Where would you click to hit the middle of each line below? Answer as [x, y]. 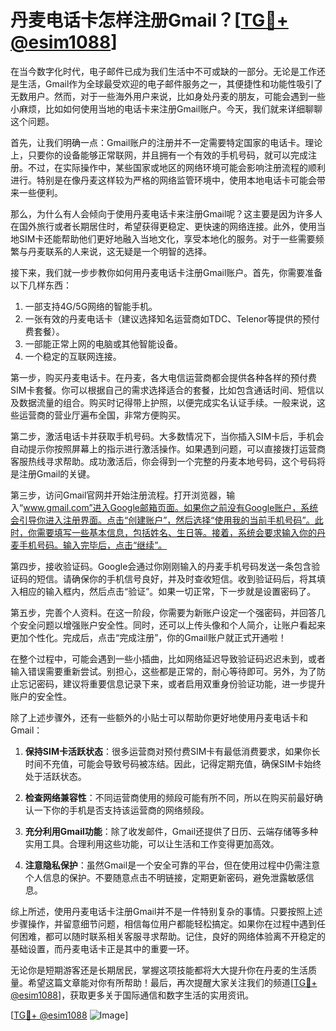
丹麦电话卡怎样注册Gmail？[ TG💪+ [149, 20]
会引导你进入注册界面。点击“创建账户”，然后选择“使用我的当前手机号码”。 [162, 520]
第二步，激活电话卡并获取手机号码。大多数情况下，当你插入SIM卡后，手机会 [167, 436]
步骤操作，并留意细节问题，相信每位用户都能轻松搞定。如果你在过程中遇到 [163, 923]
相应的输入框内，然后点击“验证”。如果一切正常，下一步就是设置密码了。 [167, 591]
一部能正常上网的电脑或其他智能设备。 [103, 343]
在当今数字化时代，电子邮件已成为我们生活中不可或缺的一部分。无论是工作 [163, 71]
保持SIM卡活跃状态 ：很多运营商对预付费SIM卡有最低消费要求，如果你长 [172, 751]
